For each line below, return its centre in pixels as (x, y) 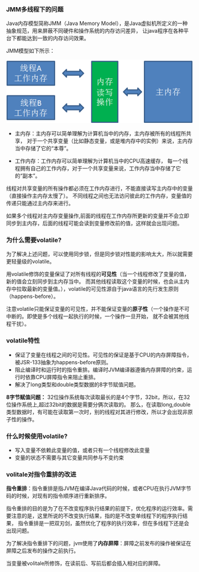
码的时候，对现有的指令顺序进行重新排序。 (58, 496)
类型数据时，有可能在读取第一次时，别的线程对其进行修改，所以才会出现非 (97, 412)
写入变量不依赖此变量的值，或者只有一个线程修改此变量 (82, 450)
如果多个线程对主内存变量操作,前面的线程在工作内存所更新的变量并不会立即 (98, 216)
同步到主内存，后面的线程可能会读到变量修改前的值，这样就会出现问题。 (94, 223)
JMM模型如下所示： (31, 51)
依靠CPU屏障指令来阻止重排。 (62, 377)
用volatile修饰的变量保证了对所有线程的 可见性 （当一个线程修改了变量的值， (98, 274)
